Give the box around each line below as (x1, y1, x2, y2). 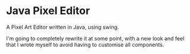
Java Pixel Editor (6, 4, 91, 18)
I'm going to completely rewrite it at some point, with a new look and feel (6, 35, 185, 42)
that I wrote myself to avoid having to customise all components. (6, 41, 164, 48)
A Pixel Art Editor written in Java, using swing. (6, 23, 119, 31)
